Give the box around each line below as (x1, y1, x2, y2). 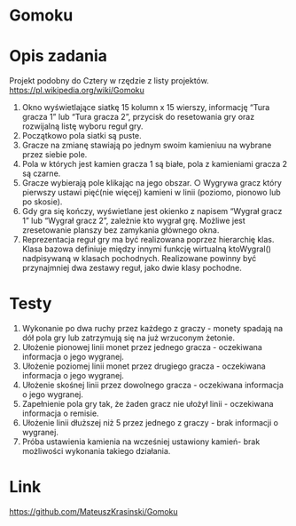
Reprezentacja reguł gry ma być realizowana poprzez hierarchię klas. (21, 235, 275, 245)
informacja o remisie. (21, 408, 99, 418)
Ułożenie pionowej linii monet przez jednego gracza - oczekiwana (21, 342, 263, 353)
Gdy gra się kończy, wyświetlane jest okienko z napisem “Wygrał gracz (21, 206, 283, 217)
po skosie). (21, 196, 63, 207)
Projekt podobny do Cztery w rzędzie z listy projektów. (9, 76, 210, 86)
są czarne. (21, 168, 61, 179)
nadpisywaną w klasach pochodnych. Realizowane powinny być (21, 253, 257, 264)
